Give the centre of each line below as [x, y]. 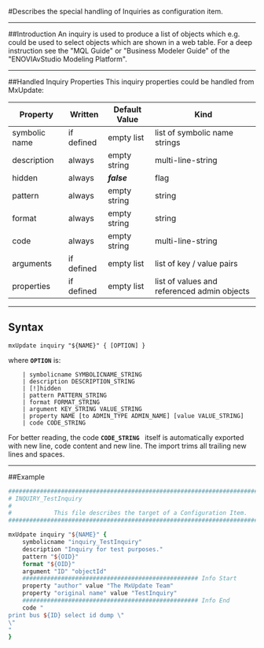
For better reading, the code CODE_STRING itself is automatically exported [126, 437]
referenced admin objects [202, 291]
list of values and [186, 281]
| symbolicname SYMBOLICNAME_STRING [82, 374]
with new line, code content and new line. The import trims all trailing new [127, 446]
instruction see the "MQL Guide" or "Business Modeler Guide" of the [119, 51]
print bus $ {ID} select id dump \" [66, 615]
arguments [32, 263]
